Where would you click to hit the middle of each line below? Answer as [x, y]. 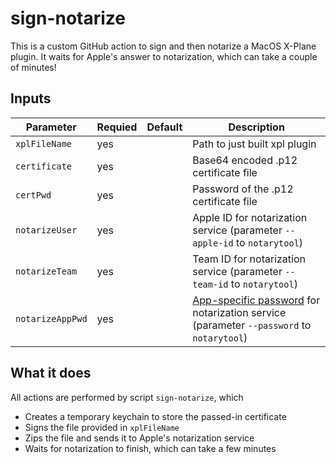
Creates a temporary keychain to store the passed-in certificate [155, 416]
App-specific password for [256, 300]
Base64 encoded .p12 [245, 160]
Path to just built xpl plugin [254, 144]
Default [164, 127]
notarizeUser [46, 230]
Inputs [31, 98]
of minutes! [33, 67]
